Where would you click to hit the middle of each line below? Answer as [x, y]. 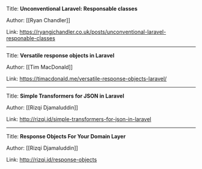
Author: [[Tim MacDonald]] [40, 67]
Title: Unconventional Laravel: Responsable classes [72, 9]
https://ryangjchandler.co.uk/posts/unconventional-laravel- [93, 32]
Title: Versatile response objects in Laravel [60, 55]
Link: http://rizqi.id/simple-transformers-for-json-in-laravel [79, 119]
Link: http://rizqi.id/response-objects [52, 159]
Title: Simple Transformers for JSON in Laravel [65, 96]
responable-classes [31, 38]
